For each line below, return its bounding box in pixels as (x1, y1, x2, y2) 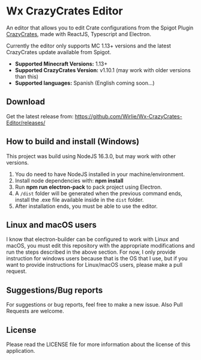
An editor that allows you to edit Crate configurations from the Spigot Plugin (6, 24, 194, 31)
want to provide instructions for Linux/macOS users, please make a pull (6, 261, 183, 269)
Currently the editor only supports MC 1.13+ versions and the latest (6, 42, 171, 49)
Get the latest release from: (6, 112, 74, 120)
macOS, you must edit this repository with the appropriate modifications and (6, 242, 195, 249)
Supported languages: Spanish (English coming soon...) (14, 79, 155, 87)
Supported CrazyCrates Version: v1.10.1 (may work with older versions (14, 66, 191, 73)
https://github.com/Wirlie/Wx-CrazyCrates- (74, 112, 182, 120)
